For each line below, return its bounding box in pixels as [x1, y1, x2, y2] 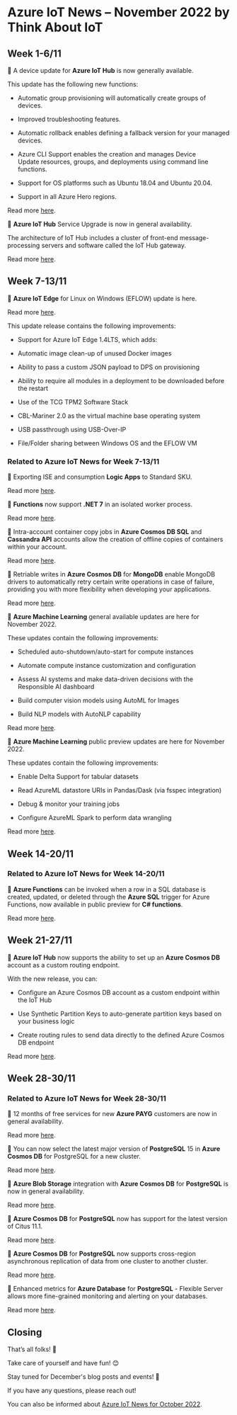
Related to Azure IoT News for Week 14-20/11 [7, 869, 165, 879]
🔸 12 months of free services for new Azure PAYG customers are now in [7, 1110, 217, 1118]
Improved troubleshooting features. [17, 115, 121, 123]
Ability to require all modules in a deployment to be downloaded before [17, 376, 225, 385]
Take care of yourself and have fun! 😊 [7, 1359, 120, 1368]
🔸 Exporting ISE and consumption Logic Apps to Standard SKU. [7, 472, 192, 482]
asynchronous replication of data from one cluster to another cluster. [7, 1257, 208, 1266]
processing [7, 241, 40, 249]
